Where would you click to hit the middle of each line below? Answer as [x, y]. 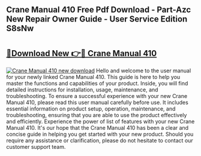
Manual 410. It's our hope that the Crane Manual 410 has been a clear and [97, 128]
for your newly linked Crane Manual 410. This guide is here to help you [93, 77]
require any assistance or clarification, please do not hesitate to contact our [100, 140]
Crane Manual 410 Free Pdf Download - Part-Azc [99, 10]
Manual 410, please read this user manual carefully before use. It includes [97, 102]
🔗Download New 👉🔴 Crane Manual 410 [82, 53]
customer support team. [36, 147]
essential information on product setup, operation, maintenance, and [91, 109]
